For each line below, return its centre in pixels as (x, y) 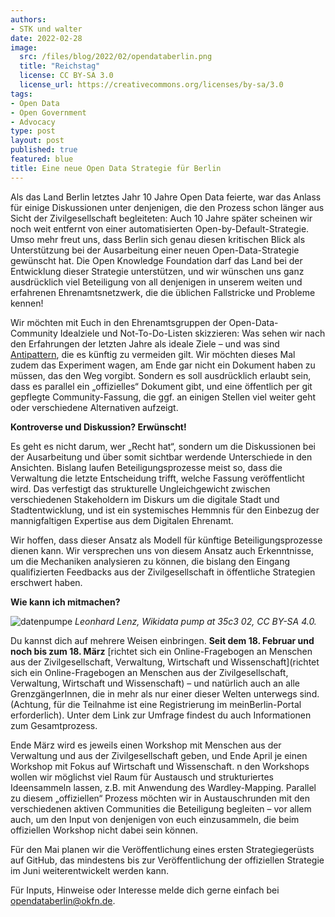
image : (24, 47)
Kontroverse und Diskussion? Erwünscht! (98, 427)
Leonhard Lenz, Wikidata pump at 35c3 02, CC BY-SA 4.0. (195, 621)
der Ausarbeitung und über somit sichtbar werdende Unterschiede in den (161, 457)
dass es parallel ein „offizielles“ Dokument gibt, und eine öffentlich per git (161, 386)
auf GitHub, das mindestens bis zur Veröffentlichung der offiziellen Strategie (167, 860)
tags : (21, 94)
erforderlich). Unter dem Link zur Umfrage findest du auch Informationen (161, 715)
